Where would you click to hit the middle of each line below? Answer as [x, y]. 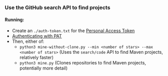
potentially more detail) [43, 68]
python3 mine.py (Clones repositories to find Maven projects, [83, 63]
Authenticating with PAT [37, 36]
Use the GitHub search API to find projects [58, 8]
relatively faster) [37, 57]
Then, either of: [28, 41]
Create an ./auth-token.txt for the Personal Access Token [73, 31]
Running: [15, 20]
